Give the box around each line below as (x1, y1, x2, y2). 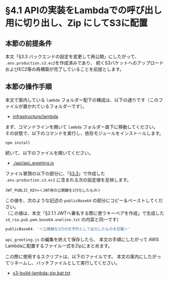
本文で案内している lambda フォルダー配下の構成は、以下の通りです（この (5, 97, 159, 103)
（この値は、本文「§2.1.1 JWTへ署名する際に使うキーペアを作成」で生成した (5, 210, 164, 216)
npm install (5, 140, 30, 145)
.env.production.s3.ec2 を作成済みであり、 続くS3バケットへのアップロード (5, 60, 164, 66)
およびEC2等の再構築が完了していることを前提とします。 (5, 66, 124, 72)
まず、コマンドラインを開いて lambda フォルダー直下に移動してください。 (5, 124, 158, 130)
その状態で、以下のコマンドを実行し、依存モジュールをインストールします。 (5, 130, 164, 136)
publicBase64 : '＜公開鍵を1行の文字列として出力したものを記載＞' (5, 226, 131, 231)
